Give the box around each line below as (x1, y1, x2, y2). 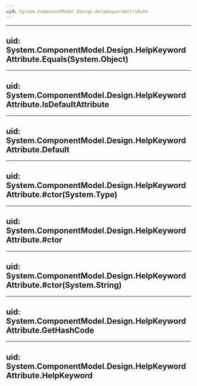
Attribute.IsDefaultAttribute (6, 99, 110, 109)
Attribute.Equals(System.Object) (6, 54, 129, 65)
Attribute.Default (6, 145, 70, 155)
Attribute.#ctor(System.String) (6, 280, 122, 290)
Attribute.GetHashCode (6, 325, 94, 335)
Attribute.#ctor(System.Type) (6, 189, 118, 200)
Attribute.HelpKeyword (6, 370, 93, 380)
